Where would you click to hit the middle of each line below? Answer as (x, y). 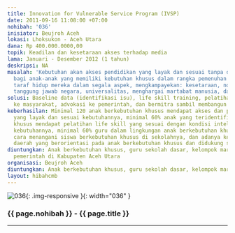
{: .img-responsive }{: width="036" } (78, 195)
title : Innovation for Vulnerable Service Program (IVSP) (93, 14)
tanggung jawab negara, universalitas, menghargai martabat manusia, (117, 91)
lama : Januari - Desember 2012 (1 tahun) (69, 59)
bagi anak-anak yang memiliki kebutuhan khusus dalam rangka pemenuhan (120, 78)
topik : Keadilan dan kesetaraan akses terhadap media (87, 53)
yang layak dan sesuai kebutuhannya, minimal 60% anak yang (103, 117)
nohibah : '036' (29, 27)
